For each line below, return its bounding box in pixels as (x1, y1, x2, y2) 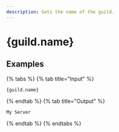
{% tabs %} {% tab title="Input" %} (6, 75, 94, 82)
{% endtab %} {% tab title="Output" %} (6, 97, 106, 105)
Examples (6, 59, 44, 70)
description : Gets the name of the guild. (6, 8, 115, 15)
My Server (6, 109, 31, 115)
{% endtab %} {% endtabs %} (6, 119, 82, 127)
